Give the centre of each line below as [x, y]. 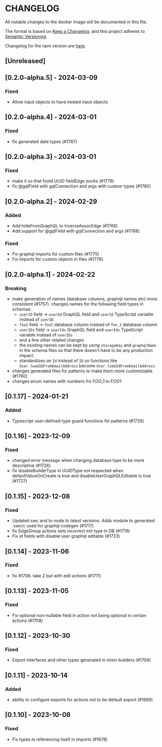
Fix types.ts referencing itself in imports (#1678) [60, 739]
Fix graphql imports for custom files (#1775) [55, 254]
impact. [27, 356]
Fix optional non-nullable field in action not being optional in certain [79, 615]
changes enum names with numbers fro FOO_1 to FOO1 [67, 381]
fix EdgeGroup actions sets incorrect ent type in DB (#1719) [71, 531]
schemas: [22, 309]
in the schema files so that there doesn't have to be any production [86, 350]
